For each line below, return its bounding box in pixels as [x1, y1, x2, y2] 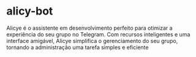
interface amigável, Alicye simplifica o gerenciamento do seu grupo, [6, 37, 178, 44]
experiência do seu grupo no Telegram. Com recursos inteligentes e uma [6, 30, 190, 38]
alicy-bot [6, 4, 53, 18]
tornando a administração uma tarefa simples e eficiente [6, 44, 149, 51]
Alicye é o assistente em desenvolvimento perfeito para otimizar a [6, 24, 173, 32]
